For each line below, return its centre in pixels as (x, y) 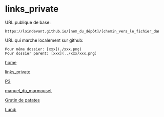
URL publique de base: (28, 22)
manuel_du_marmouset (29, 90)
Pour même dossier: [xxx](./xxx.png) (43, 49)
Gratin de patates (22, 100)
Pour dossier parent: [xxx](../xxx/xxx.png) (51, 53)
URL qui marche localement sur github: (44, 40)
